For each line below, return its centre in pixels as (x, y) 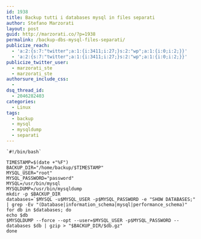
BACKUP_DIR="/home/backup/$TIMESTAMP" (55, 167)
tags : (13, 113)
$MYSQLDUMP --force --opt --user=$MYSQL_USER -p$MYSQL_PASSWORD (89, 220)
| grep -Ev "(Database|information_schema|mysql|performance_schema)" (97, 205)
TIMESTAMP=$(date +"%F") (37, 162)
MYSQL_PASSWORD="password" (40, 178)
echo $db (17, 215)
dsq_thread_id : (25, 91)
